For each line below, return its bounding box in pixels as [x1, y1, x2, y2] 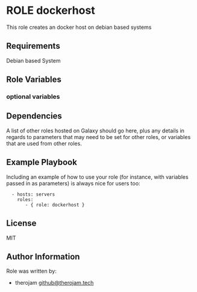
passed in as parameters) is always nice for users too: [6, 179, 140, 187]
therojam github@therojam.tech [14, 279, 94, 287]
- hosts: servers [11, 191, 55, 197]
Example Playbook [6, 157, 77, 167]
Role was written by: [6, 267, 57, 275]
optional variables [6, 93, 60, 101]
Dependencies [6, 111, 62, 121]
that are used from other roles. [6, 140, 83, 147]
